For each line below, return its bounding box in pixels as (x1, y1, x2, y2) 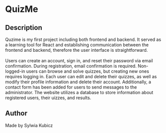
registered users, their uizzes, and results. (5, 95, 91, 101)
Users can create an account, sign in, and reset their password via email (5, 58, 153, 63)
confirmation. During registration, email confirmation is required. (5, 63, 137, 69)
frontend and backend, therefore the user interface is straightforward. (5, 47, 148, 53)
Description (5, 23, 42, 32)
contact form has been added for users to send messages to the (5, 84, 137, 90)
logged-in (5, 68, 25, 74)
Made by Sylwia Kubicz (5, 122, 53, 128)
